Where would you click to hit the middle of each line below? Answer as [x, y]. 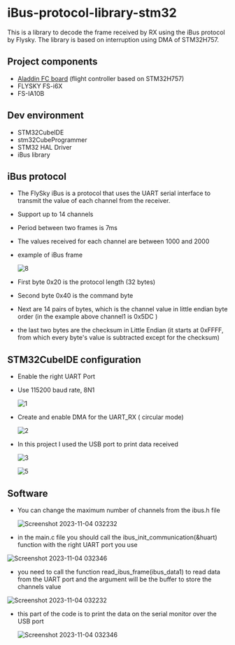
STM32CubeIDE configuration [74, 359]
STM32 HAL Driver [44, 147]
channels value [39, 587]
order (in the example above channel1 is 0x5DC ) [87, 317]
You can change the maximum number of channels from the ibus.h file [119, 510]
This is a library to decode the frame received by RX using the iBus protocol [116, 32]
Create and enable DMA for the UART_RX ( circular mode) [100, 417]
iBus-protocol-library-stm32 [92, 13]
